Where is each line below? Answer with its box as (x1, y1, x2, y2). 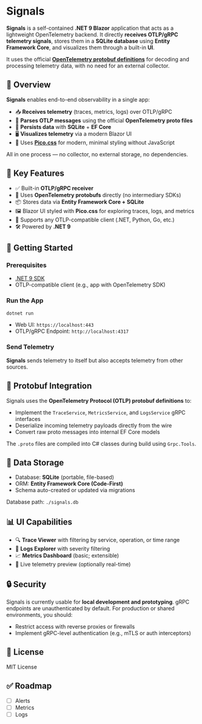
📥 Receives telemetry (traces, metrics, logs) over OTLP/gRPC (15, 108, 172, 115)
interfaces (15, 415, 41, 422)
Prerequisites (6, 260, 47, 269)
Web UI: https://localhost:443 (15, 321, 94, 329)
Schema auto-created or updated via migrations (15, 487, 135, 494)
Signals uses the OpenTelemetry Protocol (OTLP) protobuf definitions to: (6, 397, 192, 404)
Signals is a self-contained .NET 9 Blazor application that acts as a (6, 24, 174, 32)
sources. (6, 363, 29, 371)
